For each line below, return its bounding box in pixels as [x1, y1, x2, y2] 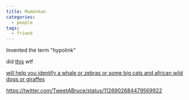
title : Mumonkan [6, 8, 46, 15]
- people [11, 19, 33, 25]
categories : [6, 14, 35, 20]
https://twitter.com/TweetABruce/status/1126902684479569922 [6, 87, 163, 94]
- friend [11, 31, 33, 36]
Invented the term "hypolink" [6, 46, 76, 54]
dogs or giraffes [6, 76, 45, 83]
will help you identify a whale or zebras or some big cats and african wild [6, 69, 184, 76]
